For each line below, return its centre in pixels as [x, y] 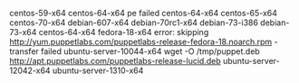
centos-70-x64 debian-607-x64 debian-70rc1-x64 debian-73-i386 [134, 23]
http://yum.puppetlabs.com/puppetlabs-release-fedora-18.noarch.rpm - [144, 41]
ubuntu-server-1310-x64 [98, 70]
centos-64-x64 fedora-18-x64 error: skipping [124, 32]
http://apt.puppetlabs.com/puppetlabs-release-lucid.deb [115, 61]
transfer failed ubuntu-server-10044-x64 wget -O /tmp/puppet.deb [135, 51]
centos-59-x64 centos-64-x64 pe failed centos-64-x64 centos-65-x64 [144, 13]
